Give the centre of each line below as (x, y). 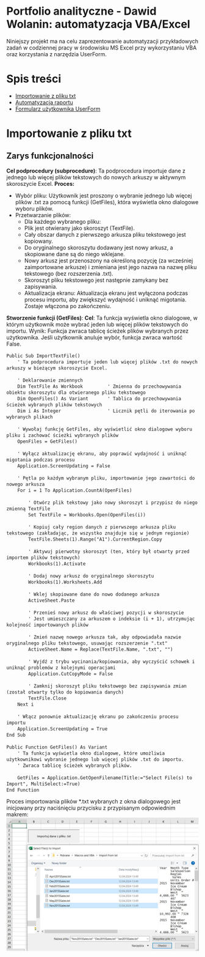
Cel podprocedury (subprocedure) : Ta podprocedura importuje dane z (96, 171)
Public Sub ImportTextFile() (43, 356)
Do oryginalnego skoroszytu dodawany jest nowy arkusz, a (99, 247)
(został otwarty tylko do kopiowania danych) (65, 692)
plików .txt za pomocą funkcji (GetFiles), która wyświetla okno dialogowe (107, 202)
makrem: (17, 814)
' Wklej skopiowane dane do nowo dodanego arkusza (94, 594)
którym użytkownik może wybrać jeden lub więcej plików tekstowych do (97, 324)
